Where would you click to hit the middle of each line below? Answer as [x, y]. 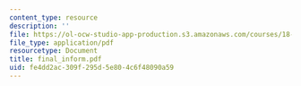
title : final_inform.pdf [56, 59]
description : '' [39, 26]
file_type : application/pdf [62, 43]
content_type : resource [54, 17]
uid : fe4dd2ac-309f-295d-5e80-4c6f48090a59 [92, 68]
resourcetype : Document [54, 51]
